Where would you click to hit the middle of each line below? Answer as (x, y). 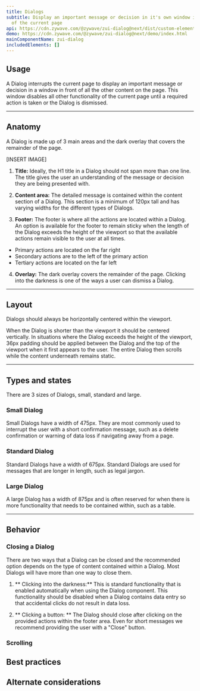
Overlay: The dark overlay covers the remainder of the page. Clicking (100, 274)
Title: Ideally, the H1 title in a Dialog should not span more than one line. (103, 171)
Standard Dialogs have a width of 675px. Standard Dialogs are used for (93, 464)
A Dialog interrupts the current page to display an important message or (94, 84)
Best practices (34, 662)
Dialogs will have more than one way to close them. (69, 572)
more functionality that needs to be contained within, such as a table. (91, 505)
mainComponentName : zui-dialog (45, 39)
